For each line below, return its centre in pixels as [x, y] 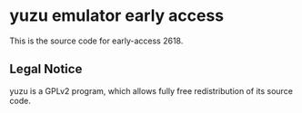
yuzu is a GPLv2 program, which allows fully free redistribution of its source [151, 90]
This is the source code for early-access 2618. [96, 41]
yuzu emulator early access [117, 16]
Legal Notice [46, 69]
